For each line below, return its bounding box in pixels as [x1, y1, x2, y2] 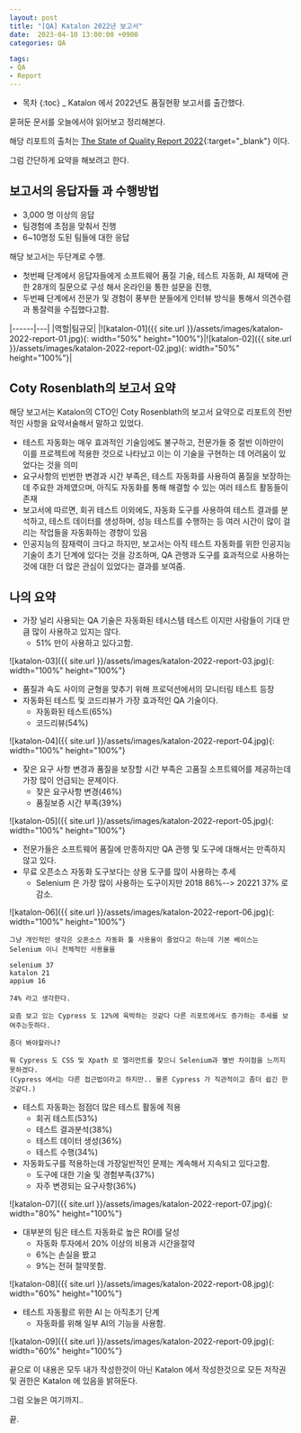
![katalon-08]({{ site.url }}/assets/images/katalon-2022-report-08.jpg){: [9, 1279, 275, 1290]
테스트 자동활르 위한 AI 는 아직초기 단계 [22, 1307, 160, 1318]
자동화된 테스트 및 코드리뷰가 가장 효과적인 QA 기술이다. [22, 695, 218, 706]
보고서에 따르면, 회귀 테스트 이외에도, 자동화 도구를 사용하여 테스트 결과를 [22, 504, 279, 515]
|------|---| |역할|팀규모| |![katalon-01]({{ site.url [9, 323, 185, 333]
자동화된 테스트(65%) [35, 707, 112, 717]
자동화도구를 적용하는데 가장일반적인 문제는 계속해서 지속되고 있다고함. [22, 1158, 270, 1169]
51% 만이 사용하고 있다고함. [35, 637, 133, 649]
